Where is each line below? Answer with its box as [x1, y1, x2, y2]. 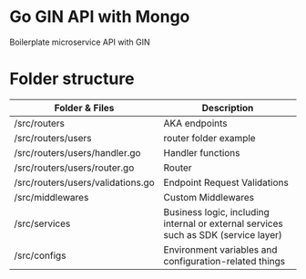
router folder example [163, 131, 257, 144]
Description [201, 101, 254, 114]
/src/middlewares [14, 191, 89, 203]
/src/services [14, 217, 71, 230]
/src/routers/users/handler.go [14, 146, 141, 159]
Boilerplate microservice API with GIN [9, 36, 150, 47]
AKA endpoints [163, 117, 228, 129]
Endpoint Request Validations [163, 176, 289, 189]
